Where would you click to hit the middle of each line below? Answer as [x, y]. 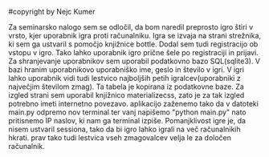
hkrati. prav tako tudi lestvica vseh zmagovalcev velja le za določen [120, 138]
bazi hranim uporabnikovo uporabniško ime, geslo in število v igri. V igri [126, 70]
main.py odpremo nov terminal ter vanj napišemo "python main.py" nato [127, 112]
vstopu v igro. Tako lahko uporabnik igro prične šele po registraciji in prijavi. [133, 52]
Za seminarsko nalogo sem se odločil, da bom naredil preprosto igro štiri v [131, 27]
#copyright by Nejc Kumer [52, 12]
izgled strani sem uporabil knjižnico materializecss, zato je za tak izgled [126, 95]
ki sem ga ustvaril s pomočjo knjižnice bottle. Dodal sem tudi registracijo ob [133, 44]
